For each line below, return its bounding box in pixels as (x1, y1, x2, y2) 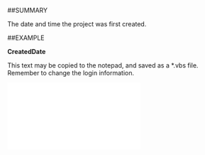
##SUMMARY (7, 6, 48, 14)
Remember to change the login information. (7, 69, 135, 77)
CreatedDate (7, 48, 46, 55)
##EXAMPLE (7, 33, 45, 42)
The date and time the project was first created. (7, 20, 147, 28)
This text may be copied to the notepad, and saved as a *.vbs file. (7, 61, 199, 70)
